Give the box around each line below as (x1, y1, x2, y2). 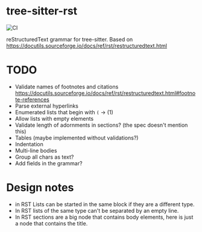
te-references (14, 96, 49, 103)
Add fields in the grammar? (14, 159, 83, 166)
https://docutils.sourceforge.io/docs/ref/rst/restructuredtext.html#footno (14, 89, 196, 97)
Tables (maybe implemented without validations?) (14, 134, 139, 141)
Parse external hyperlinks (14, 102, 78, 109)
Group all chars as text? (14, 153, 74, 160)
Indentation (14, 140, 43, 148)
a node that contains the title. (14, 219, 88, 227)
